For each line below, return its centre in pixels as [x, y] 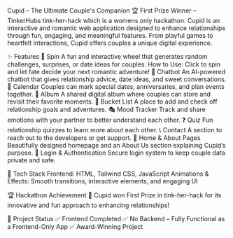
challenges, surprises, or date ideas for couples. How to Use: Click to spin [114, 64]
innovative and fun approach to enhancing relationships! [89, 205]
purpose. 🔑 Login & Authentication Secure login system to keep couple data [116, 153]
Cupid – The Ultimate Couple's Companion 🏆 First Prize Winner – [102, 10]
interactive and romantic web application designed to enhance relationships [116, 28]
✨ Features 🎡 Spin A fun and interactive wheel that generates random [107, 56]
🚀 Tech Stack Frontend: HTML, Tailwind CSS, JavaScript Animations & [108, 174]
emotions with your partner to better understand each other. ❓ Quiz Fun [110, 120]
